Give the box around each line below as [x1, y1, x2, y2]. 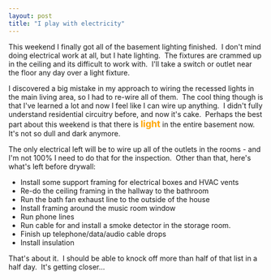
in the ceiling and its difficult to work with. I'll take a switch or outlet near [8, 58, 253, 69]
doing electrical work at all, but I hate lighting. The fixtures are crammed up [8, 50, 262, 60]
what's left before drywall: [8, 162, 96, 171]
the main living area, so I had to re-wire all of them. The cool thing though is [8, 92, 264, 101]
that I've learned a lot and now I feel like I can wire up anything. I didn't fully [8, 101, 263, 110]
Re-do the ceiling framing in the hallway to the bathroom [19, 186, 209, 196]
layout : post [8, 11, 53, 20]
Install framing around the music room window [19, 203, 176, 213]
